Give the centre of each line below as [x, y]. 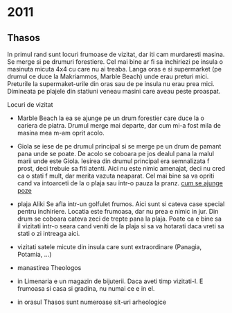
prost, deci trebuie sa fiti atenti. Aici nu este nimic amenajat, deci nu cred [121, 168]
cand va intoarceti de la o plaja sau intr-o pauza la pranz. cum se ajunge [120, 183]
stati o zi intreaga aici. [48, 234]
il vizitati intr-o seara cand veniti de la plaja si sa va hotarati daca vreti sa [121, 226]
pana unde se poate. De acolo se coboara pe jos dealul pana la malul [116, 154]
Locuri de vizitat [30, 104]
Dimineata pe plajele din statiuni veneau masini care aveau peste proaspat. [114, 91]
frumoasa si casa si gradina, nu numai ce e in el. [86, 288]
